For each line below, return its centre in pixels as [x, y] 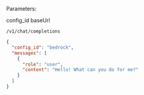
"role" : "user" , [42, 64]
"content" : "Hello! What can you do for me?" [80, 70]
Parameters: [21, 9]
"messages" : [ [29, 53]
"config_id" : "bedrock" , [43, 47]
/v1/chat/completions [33, 31]
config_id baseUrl [28, 20]
